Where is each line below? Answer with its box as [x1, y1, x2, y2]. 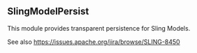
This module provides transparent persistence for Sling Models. [7, 24, 191, 32]
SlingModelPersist [7, 6, 89, 17]
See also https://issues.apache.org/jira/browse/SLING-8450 [7, 38, 180, 46]
